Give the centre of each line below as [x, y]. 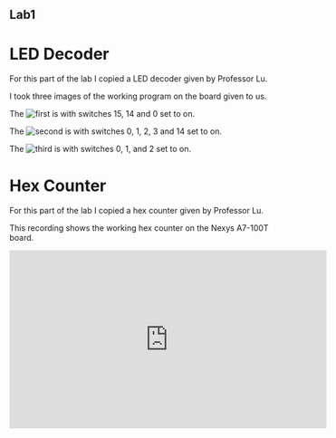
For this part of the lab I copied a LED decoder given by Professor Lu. [139, 79]
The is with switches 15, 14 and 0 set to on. [102, 114]
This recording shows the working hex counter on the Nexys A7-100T [139, 228]
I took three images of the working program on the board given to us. [138, 96]
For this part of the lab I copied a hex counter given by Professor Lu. [137, 211]
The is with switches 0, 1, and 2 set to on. [101, 149]
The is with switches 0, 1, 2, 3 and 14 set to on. [116, 131]
